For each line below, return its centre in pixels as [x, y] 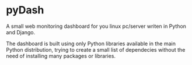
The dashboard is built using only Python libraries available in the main [91, 44]
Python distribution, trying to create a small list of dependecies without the [96, 49]
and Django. [21, 32]
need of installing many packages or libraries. [61, 56]
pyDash [25, 10]
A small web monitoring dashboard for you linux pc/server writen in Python [96, 26]
